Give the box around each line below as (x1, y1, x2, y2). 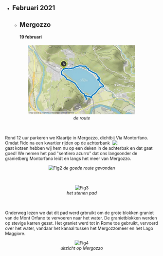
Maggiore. (5, 230, 26, 236)
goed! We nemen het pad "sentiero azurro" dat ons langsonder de (5, 150, 138, 156)
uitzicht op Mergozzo (60, 245, 103, 251)
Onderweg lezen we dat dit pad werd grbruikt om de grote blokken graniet (5, 210, 154, 216)
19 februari (19, 34, 42, 40)
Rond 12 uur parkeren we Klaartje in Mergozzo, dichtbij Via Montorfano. (5, 135, 148, 140)
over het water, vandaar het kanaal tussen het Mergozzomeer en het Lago (5, 225, 153, 231)
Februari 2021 (12, 4, 55, 12)
